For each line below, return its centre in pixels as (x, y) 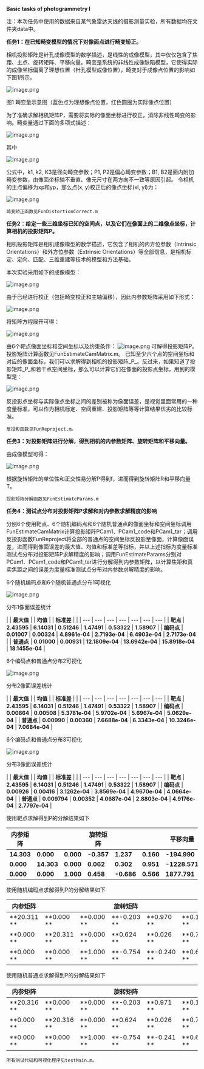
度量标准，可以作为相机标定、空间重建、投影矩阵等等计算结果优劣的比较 (97, 409)
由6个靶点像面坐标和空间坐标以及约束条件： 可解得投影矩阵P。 (102, 346)
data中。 (28, 29)
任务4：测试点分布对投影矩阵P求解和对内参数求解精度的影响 (82, 511)
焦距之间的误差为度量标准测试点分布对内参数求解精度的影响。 (88, 569)
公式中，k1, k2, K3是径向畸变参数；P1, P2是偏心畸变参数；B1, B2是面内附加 (100, 172)
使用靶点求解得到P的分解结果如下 (48, 818)
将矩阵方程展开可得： (33, 322)
